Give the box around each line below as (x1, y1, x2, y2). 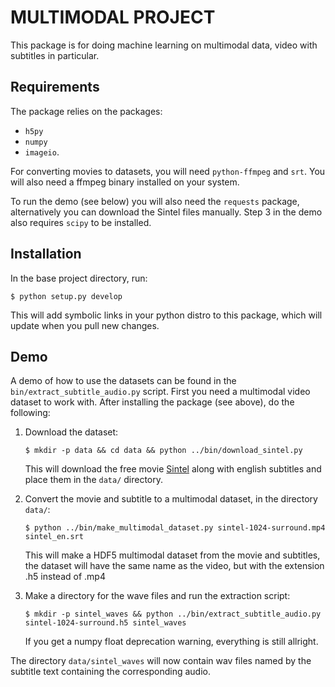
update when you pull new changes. (10, 319, 160, 331)
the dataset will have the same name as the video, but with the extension (24, 560, 325, 572)
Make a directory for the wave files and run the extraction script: (24, 590, 291, 602)
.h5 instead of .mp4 (24, 571, 106, 583)
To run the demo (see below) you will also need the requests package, (10, 195, 300, 207)
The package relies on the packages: (10, 105, 163, 117)
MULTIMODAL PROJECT (10, 6, 216, 29)
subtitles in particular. (10, 49, 100, 61)
